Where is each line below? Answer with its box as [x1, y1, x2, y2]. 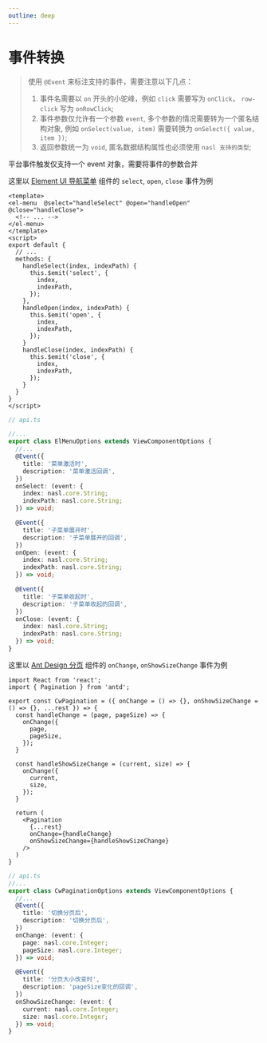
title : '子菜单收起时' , [22, 592, 94, 600]
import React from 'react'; [8, 676, 102, 684]
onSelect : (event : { [15, 482, 84, 490]
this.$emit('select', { [29, 269, 109, 277]
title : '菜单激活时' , [22, 460, 88, 468]
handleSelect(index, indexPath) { [22, 261, 137, 270]
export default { [8, 241, 66, 249]
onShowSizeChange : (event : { [15, 997, 112, 1005]
